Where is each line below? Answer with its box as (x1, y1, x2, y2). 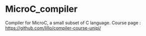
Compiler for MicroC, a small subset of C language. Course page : (5, 20, 141, 26)
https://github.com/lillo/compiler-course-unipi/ (5, 25, 101, 31)
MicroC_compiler (5, 3, 78, 15)
